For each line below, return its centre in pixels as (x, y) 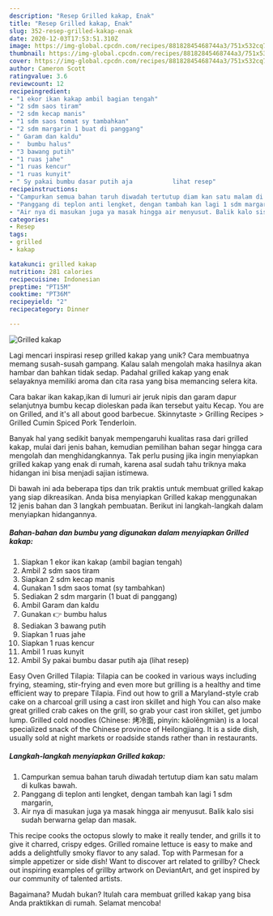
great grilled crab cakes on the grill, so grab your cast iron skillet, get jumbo (135, 710)
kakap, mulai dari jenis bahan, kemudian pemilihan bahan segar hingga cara (136, 447)
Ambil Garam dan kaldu (60, 605)
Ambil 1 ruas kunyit (52, 651)
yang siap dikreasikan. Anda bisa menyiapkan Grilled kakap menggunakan (133, 497)
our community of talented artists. (66, 878)
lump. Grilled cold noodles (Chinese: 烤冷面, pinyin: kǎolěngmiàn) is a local (134, 720)
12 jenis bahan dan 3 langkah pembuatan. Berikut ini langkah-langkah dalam (136, 505)
